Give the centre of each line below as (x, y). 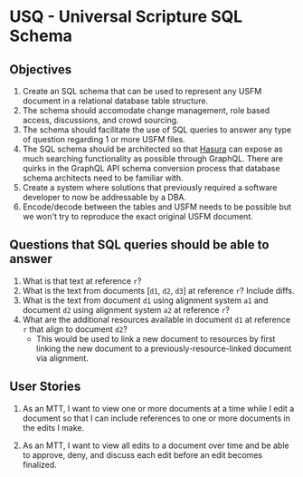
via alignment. (62, 358)
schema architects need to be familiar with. (103, 178)
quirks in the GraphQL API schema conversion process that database (151, 168)
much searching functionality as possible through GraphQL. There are (152, 159)
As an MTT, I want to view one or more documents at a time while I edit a (158, 408)
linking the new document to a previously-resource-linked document (164, 348)
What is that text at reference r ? (82, 281)
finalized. (39, 464)
